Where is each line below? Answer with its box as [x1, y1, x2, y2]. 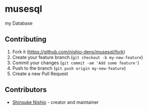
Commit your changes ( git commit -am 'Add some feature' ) [12, 60, 139, 66]
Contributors [5, 85, 47, 94]
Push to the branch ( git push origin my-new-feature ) [12, 65, 126, 71]
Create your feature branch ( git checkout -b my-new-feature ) [12, 54, 143, 60]
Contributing [5, 35, 47, 44]
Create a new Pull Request [12, 70, 69, 77]
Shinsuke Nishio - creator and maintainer [12, 99, 99, 105]
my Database [5, 20, 33, 26]
